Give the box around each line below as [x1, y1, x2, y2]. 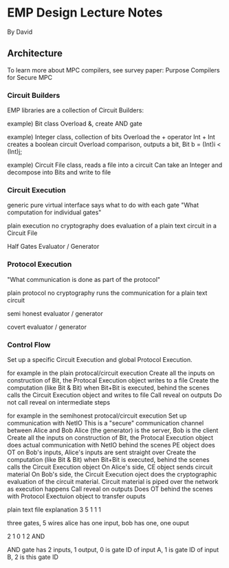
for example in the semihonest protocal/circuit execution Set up [7, 412, 187, 420]
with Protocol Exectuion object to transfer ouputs [7, 491, 146, 500]
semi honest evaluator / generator [7, 309, 103, 318]
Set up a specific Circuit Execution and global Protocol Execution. [7, 355, 193, 363]
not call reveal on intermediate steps [7, 398, 111, 406]
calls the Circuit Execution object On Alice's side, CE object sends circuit [7, 463, 213, 471]
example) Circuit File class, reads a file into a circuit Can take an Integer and [7, 161, 223, 170]
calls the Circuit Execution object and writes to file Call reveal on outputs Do [7, 391, 222, 399]
